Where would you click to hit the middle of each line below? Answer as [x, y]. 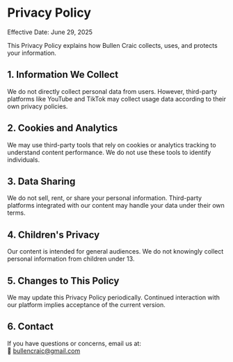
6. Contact [30, 327]
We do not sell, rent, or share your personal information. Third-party [105, 198]
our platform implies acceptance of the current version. [86, 305]
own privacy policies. [38, 106]
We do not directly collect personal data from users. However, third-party [112, 91]
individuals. [24, 159]
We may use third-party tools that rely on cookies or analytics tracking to [112, 145]
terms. [16, 213]
